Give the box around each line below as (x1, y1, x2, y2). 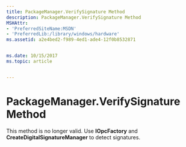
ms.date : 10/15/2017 (6, 53, 58, 59)
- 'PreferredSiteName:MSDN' (6, 25, 77, 32)
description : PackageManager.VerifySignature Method (6, 14, 141, 20)
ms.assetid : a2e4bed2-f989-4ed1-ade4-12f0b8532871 (6, 37, 136, 43)
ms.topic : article (6, 58, 52, 64)
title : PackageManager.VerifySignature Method (6, 8, 125, 15)
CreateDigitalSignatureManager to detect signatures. (6, 133, 140, 141)
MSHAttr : (6, 20, 28, 26)
